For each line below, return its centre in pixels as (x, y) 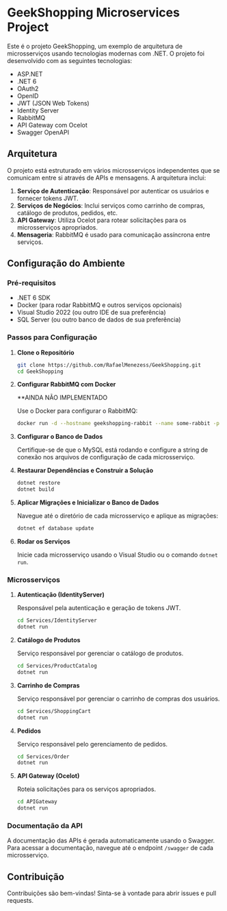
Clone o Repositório (45, 352)
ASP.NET (30, 74)
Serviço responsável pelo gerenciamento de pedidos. (92, 744)
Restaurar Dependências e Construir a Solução (85, 470)
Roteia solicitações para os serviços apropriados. (86, 789)
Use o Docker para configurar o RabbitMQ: (77, 411)
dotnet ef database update (55, 529)
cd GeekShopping (40, 372)
